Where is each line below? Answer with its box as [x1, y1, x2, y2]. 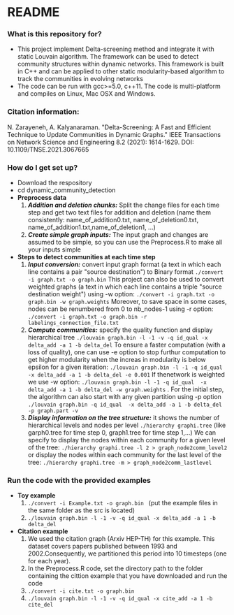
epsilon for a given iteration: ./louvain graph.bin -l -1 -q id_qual [27, 363, 223, 371]
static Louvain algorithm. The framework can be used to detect [17, 52, 199, 61]
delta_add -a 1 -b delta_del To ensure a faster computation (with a [27, 340, 226, 349]
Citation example [17, 527, 68, 535]
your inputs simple [27, 245, 82, 254]
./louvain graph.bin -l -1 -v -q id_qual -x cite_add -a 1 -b [27, 595, 213, 602]
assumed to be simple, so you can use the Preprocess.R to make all [27, 238, 222, 247]
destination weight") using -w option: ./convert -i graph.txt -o [27, 290, 215, 298]
